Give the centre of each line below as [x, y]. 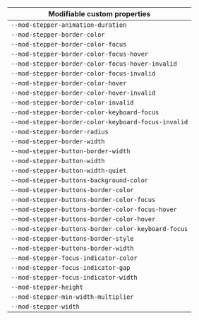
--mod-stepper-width [45, 307]
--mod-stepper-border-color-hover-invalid [83, 93]
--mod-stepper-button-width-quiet [69, 171]
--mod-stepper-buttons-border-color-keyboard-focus [99, 229]
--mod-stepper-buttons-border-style [72, 238]
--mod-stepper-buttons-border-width [72, 248]
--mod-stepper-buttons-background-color [79, 180]
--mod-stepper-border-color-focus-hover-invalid [94, 64]
